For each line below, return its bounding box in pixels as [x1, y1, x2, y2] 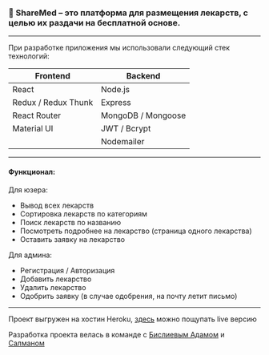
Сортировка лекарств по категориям [19, 208, 148, 219]
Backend [126, 71, 161, 82]
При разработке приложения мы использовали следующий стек [8, 43, 231, 53]
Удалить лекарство [19, 282, 86, 292]
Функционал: [8, 167, 56, 176]
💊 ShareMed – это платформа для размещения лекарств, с [8, 7, 248, 18]
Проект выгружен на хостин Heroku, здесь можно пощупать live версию [8, 314, 258, 324]
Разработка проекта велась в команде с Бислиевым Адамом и [8, 329, 225, 339]
